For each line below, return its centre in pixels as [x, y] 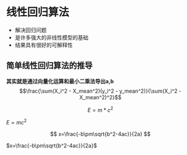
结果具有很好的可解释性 [44, 45]
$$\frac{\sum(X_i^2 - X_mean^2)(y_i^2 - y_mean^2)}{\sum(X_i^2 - [100, 91]
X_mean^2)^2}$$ [100, 97]
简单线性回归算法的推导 [49, 66]
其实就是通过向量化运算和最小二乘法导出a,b [60, 81]
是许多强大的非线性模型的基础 [51, 37]
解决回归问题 [30, 30]
